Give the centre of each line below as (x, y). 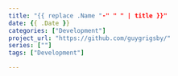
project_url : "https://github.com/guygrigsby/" (90, 38)
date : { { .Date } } (39, 23)
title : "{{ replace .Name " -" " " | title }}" (88, 16)
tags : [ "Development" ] (46, 53)
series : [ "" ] (30, 46)
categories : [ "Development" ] (57, 30)
